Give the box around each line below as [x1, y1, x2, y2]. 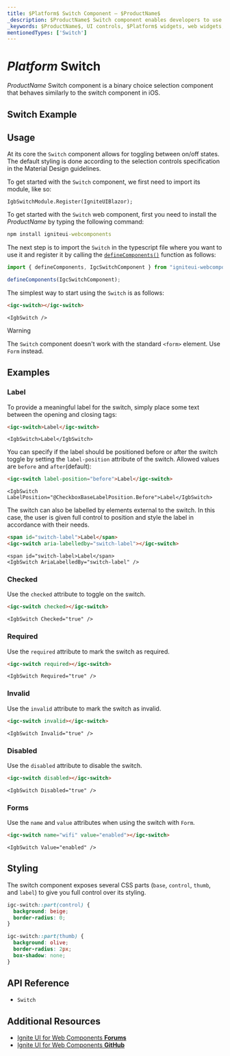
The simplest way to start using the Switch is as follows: [7, 289, 164, 297]
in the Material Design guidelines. [7, 165, 101, 173]
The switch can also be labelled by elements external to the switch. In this [7, 506, 216, 514]
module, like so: [7, 185, 52, 193]
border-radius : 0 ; [13, 914, 66, 921]
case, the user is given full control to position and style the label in [7, 514, 194, 522]
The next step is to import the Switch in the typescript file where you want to [7, 243, 222, 252]
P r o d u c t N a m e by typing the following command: [7, 217, 144, 226]
